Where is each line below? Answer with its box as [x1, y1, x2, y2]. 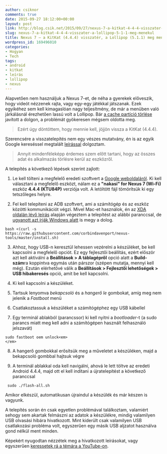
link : [5, 26, 16, 31]
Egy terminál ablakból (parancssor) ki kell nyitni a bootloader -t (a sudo [12, 314, 157, 320]
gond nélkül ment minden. [5, 428, 59, 434]
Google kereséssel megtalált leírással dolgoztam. [5, 141, 106, 147]
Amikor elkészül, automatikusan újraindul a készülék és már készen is [5, 392, 148, 398]
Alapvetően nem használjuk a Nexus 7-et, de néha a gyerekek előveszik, [5, 95, 154, 101]
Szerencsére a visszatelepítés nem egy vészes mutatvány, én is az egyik [5, 136, 154, 142]
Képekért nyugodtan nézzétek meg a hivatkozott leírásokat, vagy [5, 438, 138, 444]
